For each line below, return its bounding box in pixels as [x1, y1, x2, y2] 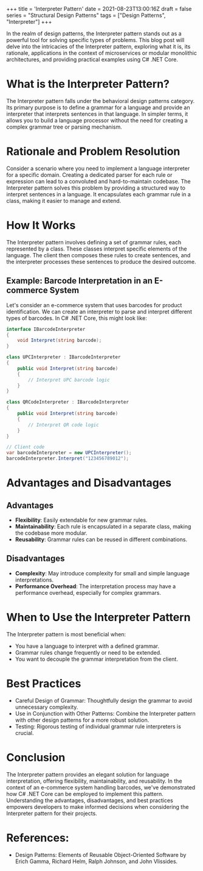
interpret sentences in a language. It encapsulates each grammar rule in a [6, 190, 191, 197]
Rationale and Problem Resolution [6, 144, 181, 158]
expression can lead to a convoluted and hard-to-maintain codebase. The [6, 177, 191, 185]
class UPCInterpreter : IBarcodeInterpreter [6, 354, 121, 360]
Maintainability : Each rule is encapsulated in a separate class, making [15, 523, 191, 530]
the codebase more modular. [15, 530, 88, 536]
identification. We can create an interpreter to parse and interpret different [6, 308, 193, 315]
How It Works [6, 219, 76, 232]
